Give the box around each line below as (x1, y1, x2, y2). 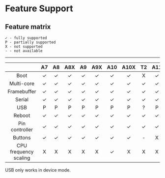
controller (10, 126, 33, 133)
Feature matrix (5, 23, 51, 31)
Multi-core (9, 80, 34, 87)
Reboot (13, 112, 30, 119)
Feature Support (5, 3, 73, 14)
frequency (9, 148, 34, 155)
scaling (13, 154, 30, 161)
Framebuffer (7, 88, 36, 95)
